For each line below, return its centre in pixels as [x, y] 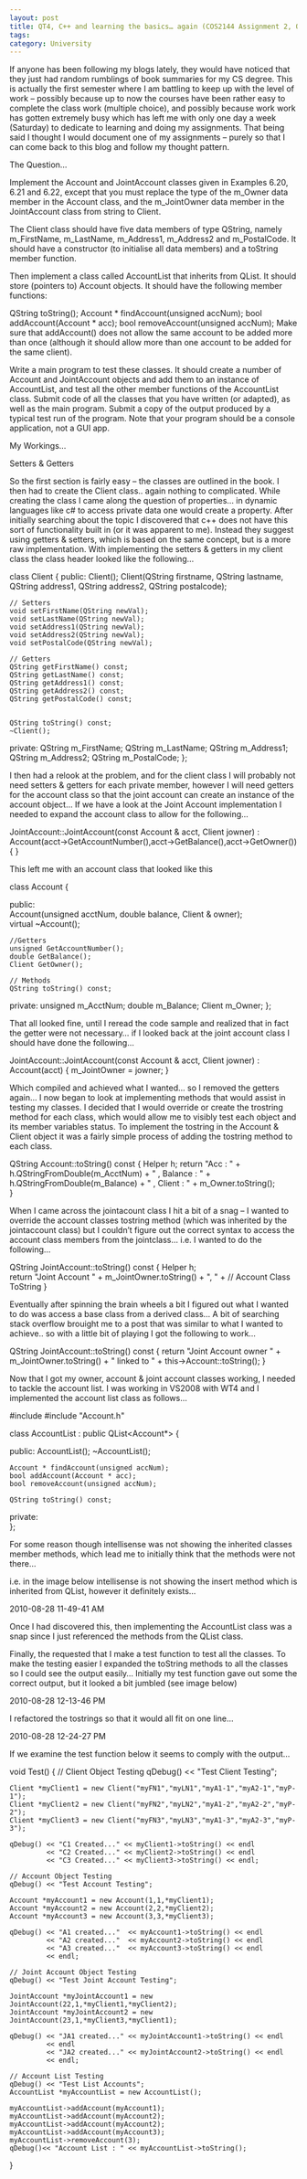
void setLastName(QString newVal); [77, 619]
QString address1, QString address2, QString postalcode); [118, 587]
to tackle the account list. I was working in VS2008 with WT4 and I [134, 1388]
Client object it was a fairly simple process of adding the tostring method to [151, 1137]
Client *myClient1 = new [57, 1789]
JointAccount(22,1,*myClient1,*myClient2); [94, 2004]
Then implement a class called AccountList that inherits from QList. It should [153, 276]
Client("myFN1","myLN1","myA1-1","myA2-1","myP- [202, 1789]
